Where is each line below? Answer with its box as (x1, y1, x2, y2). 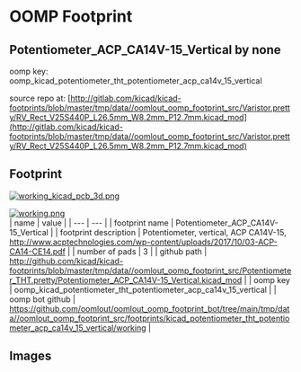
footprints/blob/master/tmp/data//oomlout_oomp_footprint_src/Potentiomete (9, 265, 292, 276)
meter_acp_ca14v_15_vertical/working (9, 322, 146, 333)
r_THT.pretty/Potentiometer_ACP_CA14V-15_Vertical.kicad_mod (9, 274, 243, 285)
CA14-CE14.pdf (9, 245, 66, 257)
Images (9, 349, 52, 364)
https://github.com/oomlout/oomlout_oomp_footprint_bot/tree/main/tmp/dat (9, 303, 290, 314)
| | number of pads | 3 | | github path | (66, 245, 208, 257)
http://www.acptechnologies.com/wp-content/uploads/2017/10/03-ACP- (9, 236, 279, 247)
